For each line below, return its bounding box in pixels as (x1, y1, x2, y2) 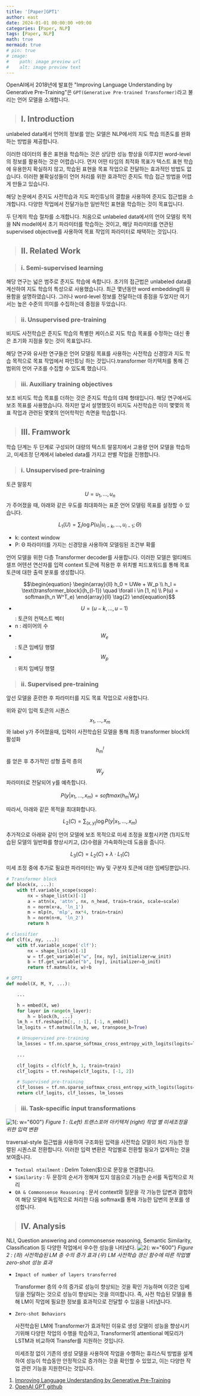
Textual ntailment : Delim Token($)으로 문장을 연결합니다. (14, 1166, 155, 1174)
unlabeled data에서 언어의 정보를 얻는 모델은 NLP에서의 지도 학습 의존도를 (6, 131, 180, 138)
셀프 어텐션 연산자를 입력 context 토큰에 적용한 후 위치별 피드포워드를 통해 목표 (6, 561, 190, 568)
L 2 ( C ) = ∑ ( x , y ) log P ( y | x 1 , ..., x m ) (62, 818, 137, 826)
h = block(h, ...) (27, 1013, 73, 1020)
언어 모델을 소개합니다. (17, 96, 70, 103)
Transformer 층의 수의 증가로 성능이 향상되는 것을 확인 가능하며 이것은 (14, 1283, 179, 1290)
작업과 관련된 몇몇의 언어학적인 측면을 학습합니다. (12, 409, 127, 416)
